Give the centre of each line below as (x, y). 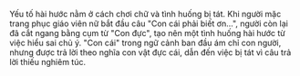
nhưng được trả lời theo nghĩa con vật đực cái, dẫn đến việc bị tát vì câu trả (150, 52)
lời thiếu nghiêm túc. (48, 62)
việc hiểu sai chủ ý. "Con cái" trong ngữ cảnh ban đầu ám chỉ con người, (145, 43)
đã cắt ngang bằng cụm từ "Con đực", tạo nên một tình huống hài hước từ (147, 33)
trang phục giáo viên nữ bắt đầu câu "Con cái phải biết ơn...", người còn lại (149, 24)
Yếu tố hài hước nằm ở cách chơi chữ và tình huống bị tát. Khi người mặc (145, 14)
